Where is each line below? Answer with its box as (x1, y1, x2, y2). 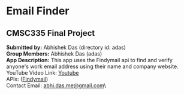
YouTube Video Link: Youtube (6, 69, 79, 76)
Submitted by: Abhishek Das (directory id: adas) (6, 44, 126, 51)
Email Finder (6, 4, 70, 18)
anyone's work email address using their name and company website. (6, 63, 179, 70)
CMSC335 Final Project (6, 28, 95, 38)
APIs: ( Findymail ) (6, 76, 49, 82)
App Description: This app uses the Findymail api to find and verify (6, 57, 173, 63)
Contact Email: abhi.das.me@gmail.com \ (6, 82, 106, 89)
